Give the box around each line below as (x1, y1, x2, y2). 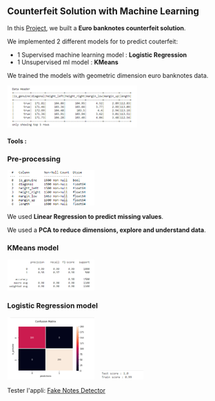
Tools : (7, 137, 28, 145)
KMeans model (7, 243, 59, 253)
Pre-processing (7, 154, 61, 164)
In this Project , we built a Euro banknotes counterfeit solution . (7, 23, 186, 32)
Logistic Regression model (7, 301, 99, 311)
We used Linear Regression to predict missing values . (7, 213, 164, 221)
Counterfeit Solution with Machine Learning (7, 6, 200, 17)
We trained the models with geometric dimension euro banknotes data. (7, 71, 209, 79)
